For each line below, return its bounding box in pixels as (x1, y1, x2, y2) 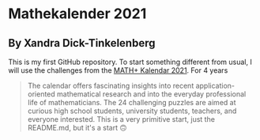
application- (195, 81, 236, 90)
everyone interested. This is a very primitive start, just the (27, 115, 216, 123)
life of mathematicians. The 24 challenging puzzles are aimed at (27, 98, 236, 107)
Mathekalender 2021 (8, 5, 147, 23)
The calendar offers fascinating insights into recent (27, 81, 194, 90)
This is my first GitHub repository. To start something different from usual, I (8, 57, 253, 66)
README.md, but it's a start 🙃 (27, 123, 128, 132)
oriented (27, 89, 55, 99)
